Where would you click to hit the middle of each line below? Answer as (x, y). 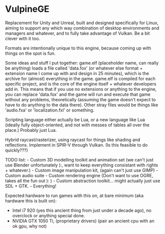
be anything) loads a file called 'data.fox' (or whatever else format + (74, 68)
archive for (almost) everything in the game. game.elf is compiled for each (81, 78)
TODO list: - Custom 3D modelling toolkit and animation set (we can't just (79, 159)
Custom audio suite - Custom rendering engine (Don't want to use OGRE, (79, 175)
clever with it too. (23, 39)
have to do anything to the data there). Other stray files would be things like (82, 105)
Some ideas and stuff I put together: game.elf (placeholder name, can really (82, 63)
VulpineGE (27, 9)
